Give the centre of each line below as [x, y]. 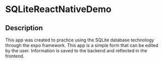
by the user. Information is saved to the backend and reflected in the [76, 51]
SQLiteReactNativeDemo [59, 9]
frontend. [15, 56]
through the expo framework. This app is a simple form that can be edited [82, 45]
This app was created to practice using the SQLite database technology [80, 40]
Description [24, 28]
